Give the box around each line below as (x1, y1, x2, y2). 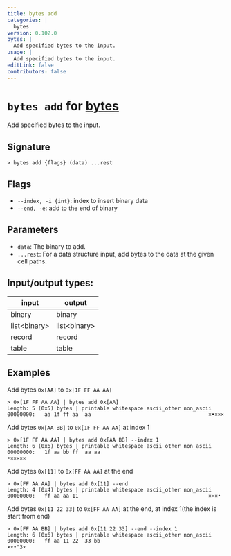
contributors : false (7, 68, 67, 75)
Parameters (7, 224, 59, 236)
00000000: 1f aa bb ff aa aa (7, 449, 100, 455)
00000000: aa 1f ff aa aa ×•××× (7, 410, 225, 418)
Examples (7, 367, 50, 379)
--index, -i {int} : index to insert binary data (17, 197, 149, 205)
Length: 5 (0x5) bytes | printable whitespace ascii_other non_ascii (7, 405, 212, 412)
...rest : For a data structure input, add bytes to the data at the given (17, 250, 214, 258)
